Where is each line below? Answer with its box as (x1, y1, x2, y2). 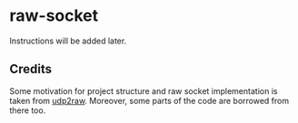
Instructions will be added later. (9, 35, 127, 46)
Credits (9, 61, 53, 77)
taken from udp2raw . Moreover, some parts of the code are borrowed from (9, 95, 289, 106)
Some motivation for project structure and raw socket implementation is (9, 85, 278, 96)
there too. (9, 105, 46, 116)
